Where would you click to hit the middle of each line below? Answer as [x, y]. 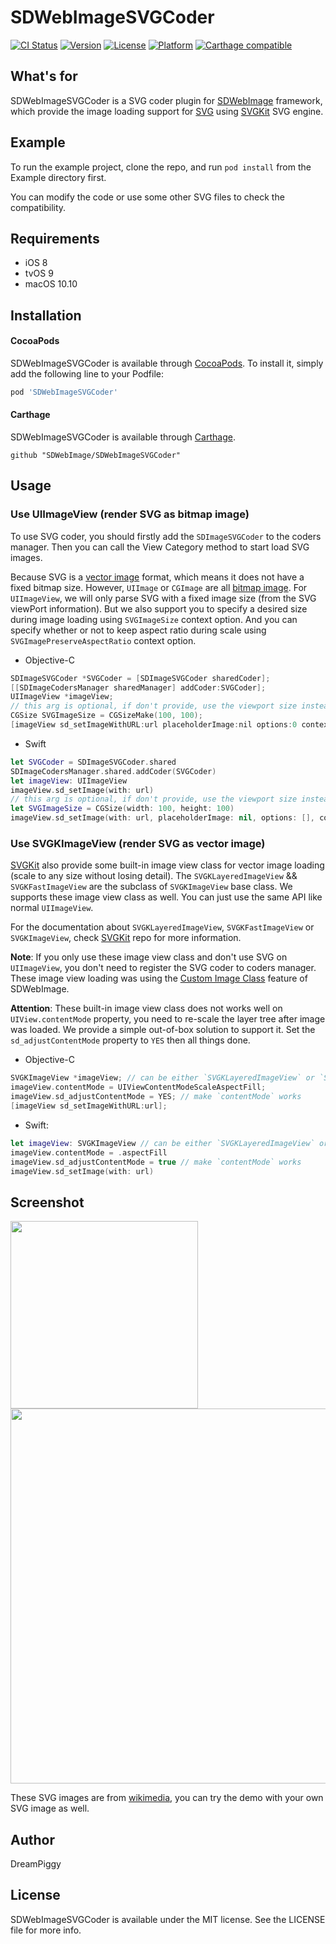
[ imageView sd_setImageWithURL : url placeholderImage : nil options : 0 [154, 725]
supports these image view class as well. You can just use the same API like [166, 897]
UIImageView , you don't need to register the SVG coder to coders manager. [163, 968]
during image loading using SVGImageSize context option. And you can [154, 619]
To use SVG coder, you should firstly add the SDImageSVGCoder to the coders [166, 536]
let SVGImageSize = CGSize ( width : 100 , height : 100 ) [122, 809]
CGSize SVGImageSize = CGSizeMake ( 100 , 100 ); [106, 716]
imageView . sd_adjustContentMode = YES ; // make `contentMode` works [156, 1097]
